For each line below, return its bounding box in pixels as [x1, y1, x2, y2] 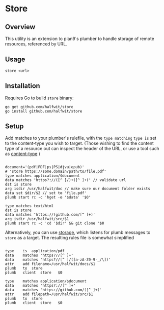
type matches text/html [5, 203, 54, 209]
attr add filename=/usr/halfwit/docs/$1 [5, 262, 96, 267]
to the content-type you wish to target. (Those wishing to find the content [5, 140, 154, 146]
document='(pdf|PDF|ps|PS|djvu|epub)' [5, 165, 84, 170]
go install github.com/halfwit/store [5, 109, 82, 114]
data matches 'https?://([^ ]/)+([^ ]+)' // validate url [5, 178, 126, 183]
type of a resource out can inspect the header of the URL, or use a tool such [5, 146, 160, 152]
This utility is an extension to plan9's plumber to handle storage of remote [5, 36, 155, 41]
